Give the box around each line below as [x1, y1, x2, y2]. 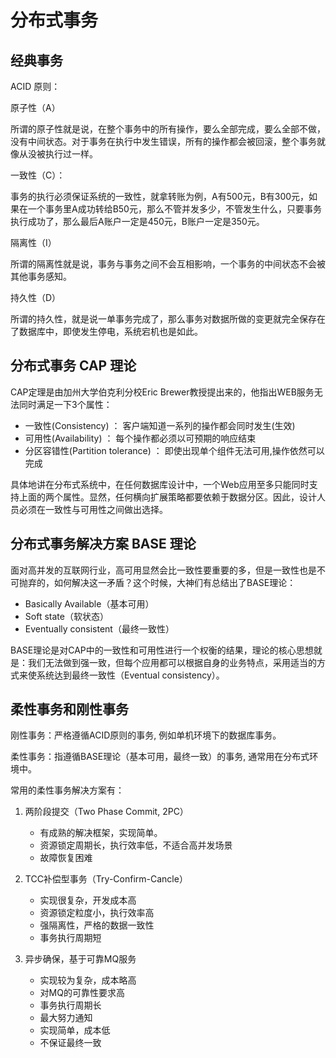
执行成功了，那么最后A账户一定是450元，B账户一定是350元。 [10, 216, 265, 227]
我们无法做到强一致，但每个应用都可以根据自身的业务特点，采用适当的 [27, 656, 317, 668]
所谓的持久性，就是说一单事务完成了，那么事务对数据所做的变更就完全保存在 [10, 313, 326, 325]
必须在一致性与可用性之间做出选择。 [18, 503, 168, 515]
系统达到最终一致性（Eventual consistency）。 [36, 669, 225, 681]
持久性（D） [10, 292, 62, 303]
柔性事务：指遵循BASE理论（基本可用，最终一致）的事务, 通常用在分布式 [10, 751, 310, 763]
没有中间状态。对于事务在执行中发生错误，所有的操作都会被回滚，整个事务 [10, 136, 317, 147]
